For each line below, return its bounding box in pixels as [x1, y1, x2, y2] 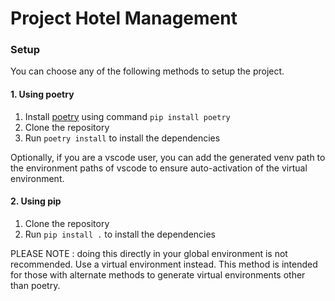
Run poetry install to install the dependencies [24, 132, 221, 144]
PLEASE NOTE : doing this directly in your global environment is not [10, 247, 288, 259]
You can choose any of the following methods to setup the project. [10, 65, 285, 77]
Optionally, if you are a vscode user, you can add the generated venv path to [10, 151, 326, 163]
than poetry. [10, 279, 61, 291]
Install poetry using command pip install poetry [24, 110, 231, 122]
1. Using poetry [10, 88, 75, 101]
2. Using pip [10, 195, 62, 207]
